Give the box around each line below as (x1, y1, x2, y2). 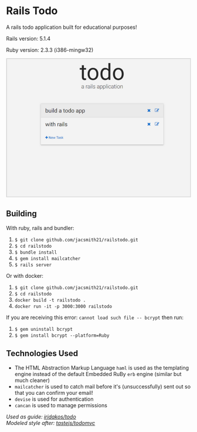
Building (6, 209, 37, 219)
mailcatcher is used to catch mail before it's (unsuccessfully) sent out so (14, 383, 191, 390)
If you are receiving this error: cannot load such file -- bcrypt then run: (6, 314, 184, 321)
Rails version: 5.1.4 (6, 35, 51, 42)
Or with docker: (6, 272, 44, 279)
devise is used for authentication (14, 396, 94, 403)
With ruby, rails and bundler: (6, 224, 74, 231)
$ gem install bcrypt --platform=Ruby (14, 333, 110, 338)
